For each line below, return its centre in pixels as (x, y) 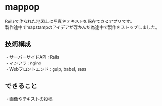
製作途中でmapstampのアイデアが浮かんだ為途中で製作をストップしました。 (82, 27)
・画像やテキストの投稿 (29, 99)
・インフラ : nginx (23, 63)
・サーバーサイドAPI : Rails (32, 57)
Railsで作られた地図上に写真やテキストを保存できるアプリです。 (70, 21)
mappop (22, 7)
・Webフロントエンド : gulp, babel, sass (46, 69)
